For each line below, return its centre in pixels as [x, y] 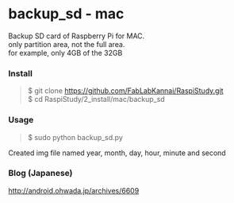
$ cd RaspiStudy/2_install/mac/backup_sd [96, 100]
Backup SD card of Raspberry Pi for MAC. [77, 36]
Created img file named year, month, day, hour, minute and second [117, 153]
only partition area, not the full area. [67, 44]
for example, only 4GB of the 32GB [65, 53]
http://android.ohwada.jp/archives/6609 [74, 190]
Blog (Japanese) [40, 174]
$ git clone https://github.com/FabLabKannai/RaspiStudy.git [125, 91]
